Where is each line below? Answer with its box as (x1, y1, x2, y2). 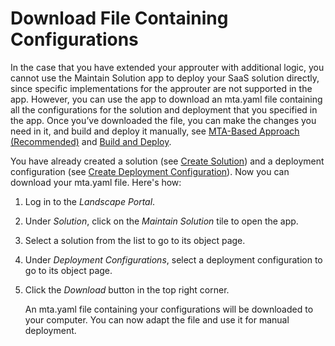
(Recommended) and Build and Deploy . (10, 135, 172, 147)
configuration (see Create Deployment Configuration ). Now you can (10, 165, 290, 177)
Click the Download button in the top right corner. (24, 283, 230, 296)
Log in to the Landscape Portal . (24, 195, 156, 207)
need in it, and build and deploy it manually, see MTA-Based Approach (10, 125, 300, 137)
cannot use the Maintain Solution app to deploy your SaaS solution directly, (10, 72, 320, 84)
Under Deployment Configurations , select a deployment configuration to (24, 253, 323, 266)
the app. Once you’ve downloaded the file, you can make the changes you (10, 114, 317, 126)
